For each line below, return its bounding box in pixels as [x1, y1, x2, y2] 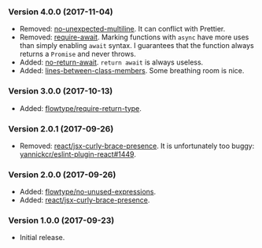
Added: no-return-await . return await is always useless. [19, 57, 204, 67]
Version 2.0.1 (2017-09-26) [8, 123, 114, 134]
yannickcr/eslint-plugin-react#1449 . [19, 149, 136, 159]
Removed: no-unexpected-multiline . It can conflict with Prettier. [19, 24, 226, 34]
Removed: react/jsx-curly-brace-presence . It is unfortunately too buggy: [19, 141, 255, 150]
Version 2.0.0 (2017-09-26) [8, 168, 116, 180]
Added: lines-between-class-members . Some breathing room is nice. [19, 66, 245, 76]
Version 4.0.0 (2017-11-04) [8, 6, 113, 17]
